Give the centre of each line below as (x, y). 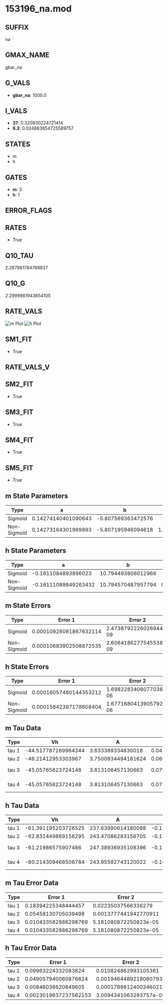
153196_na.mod (38, 9)
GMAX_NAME (27, 55)
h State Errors (27, 667)
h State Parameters (36, 551)
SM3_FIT (19, 412)
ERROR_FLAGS (29, 211)
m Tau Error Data (32, 883)
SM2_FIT (19, 384)
